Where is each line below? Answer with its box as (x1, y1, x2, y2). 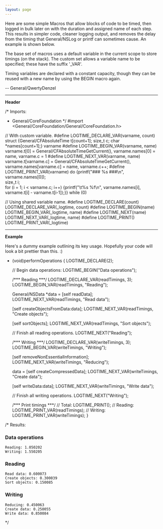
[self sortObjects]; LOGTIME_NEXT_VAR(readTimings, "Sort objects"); (12, 320, 151, 326)
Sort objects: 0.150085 (5, 480, 53, 485)
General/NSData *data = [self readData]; (12, 291, 94, 297)
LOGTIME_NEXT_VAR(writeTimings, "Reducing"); (12, 359, 110, 365)
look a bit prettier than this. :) (5, 248, 63, 254)
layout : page (5, 7, 32, 12)
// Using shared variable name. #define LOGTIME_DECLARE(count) (5, 199, 139, 205)
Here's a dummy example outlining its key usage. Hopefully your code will (5, 243, 153, 249)
